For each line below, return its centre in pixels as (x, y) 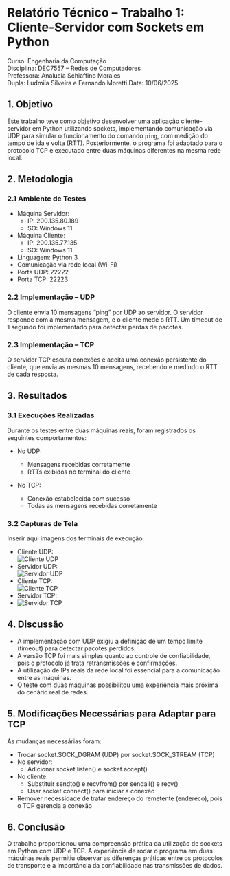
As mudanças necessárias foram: (54, 741)
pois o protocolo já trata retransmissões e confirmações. (97, 663)
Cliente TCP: (35, 581)
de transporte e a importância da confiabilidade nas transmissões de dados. (115, 866)
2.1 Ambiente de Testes (47, 199)
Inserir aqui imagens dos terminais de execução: (76, 538)
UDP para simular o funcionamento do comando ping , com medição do (107, 135)
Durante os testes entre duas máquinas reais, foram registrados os (101, 430)
